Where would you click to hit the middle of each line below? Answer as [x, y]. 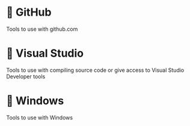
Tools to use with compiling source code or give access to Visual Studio [95, 70]
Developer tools [26, 76]
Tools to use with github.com [42, 29]
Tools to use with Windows [40, 118]
